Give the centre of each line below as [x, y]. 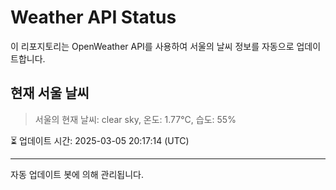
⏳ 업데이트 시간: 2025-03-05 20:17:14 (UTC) [100, 140]
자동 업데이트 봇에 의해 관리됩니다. [77, 174]
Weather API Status [93, 17]
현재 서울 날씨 [50, 93]
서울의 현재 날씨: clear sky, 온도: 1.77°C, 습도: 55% [135, 119]
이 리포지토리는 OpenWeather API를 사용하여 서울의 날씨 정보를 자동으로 [152, 46]
